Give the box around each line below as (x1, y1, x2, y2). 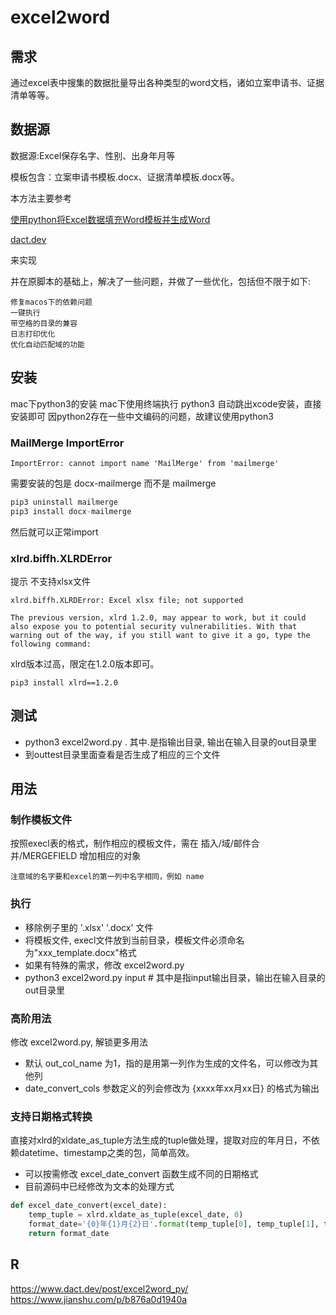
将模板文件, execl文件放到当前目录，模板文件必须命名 (24, 934, 245, 946)
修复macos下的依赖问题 (10, 297, 93, 307)
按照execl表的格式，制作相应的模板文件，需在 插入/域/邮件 (10, 837, 252, 850)
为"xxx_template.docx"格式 (24, 946, 137, 958)
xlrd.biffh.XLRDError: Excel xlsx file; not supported (10, 595, 244, 605)
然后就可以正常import (10, 526, 99, 538)
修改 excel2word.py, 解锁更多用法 (10, 1036, 148, 1048)
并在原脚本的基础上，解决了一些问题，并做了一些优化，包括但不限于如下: (10, 275, 312, 287)
